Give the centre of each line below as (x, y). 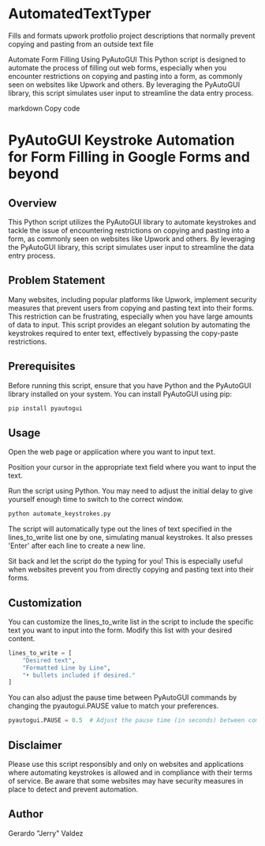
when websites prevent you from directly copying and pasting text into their (131, 569)
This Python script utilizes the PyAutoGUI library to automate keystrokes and (132, 221)
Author (26, 814)
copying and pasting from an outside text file (81, 43)
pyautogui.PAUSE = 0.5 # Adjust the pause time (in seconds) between (127, 720)
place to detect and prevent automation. (73, 789)
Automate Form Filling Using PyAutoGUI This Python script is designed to (127, 59)
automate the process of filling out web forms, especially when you (118, 67)
